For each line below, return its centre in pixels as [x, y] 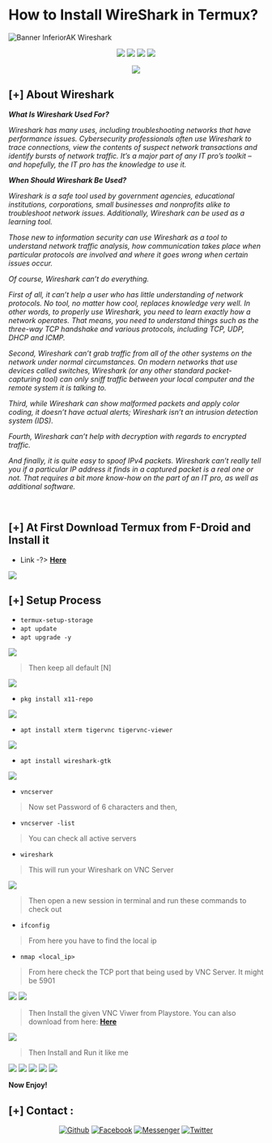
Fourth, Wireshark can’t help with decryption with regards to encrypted [127, 436]
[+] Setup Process [55, 600]
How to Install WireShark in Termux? [134, 15]
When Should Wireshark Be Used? [68, 180]
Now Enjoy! [28, 1085]
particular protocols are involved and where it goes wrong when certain [128, 254]
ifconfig [35, 926]
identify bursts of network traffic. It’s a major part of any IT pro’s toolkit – [130, 156]
